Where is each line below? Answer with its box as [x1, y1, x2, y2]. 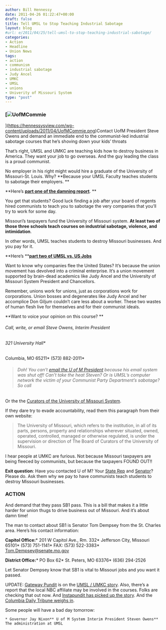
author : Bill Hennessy [5, 7, 52, 12]
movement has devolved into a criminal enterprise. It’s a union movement [5, 268, 155, 274]
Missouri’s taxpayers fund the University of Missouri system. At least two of [5, 218, 161, 224]
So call [17, 382, 32, 388]
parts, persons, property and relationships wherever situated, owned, [17, 427, 159, 434]
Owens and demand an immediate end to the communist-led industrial [5, 133, 149, 139]
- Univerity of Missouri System [5, 90, 72, 95]
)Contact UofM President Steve [95, 127, 159, 134]
